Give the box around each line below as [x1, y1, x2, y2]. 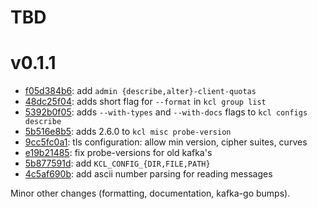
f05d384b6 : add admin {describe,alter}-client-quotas [24, 85, 257, 97]
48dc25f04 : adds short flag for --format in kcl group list [24, 96, 267, 108]
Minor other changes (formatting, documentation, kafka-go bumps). [10, 187, 291, 200]
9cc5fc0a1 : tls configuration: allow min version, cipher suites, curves [24, 136, 308, 148]
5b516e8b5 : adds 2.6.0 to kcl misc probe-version [24, 126, 232, 138]
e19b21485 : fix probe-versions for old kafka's [24, 147, 213, 159]
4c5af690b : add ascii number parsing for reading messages [24, 168, 273, 180]
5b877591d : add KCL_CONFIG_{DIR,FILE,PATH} [24, 157, 211, 170]
